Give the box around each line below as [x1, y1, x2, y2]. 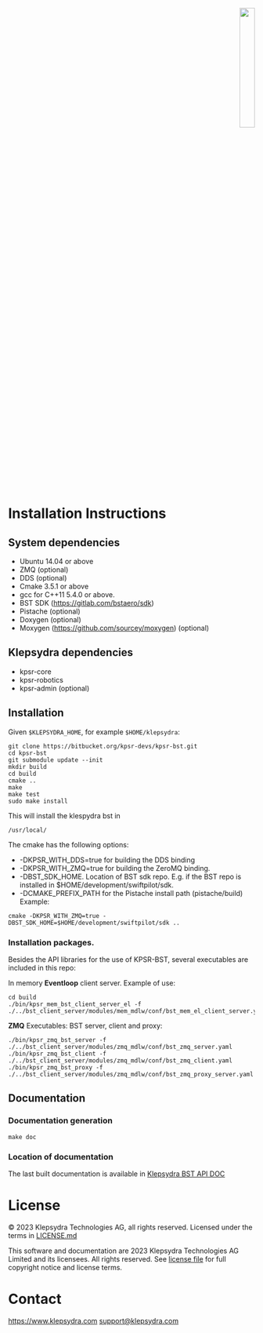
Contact [8, 1291, 62, 1308]
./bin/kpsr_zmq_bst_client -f [8, 1050, 107, 1058]
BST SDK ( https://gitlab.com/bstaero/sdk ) [19, 599, 154, 607]
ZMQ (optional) [19, 565, 69, 574]
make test [8, 790, 41, 798]
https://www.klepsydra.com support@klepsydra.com [8, 1316, 179, 1325]
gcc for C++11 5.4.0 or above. [19, 590, 115, 599]
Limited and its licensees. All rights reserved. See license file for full [8, 1254, 227, 1263]
